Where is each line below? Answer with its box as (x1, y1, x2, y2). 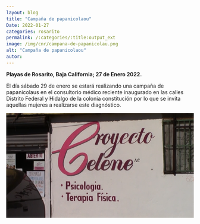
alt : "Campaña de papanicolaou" (6, 48, 86, 54)
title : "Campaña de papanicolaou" (6, 15, 92, 22)
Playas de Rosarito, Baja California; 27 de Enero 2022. (6, 70, 142, 77)
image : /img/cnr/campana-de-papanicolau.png (6, 41, 118, 47)
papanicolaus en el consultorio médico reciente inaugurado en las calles (6, 88, 184, 95)
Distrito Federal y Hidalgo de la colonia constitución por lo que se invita (6, 95, 181, 102)
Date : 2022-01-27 (6, 22, 49, 28)
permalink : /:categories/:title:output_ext (6, 35, 116, 41)
